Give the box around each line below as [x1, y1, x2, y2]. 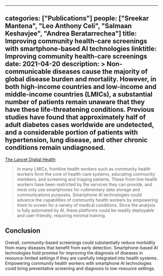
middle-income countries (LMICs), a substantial [5, 91, 153, 99]
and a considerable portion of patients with [5, 129, 138, 137]
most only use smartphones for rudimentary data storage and [16, 186, 140, 192]
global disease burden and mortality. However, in [5, 75, 157, 83]
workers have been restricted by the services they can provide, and [16, 181, 152, 187]
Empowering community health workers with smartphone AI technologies [5, 260, 152, 266]
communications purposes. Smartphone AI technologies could [16, 192, 142, 198]
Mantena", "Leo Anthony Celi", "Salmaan [5, 22, 132, 30]
